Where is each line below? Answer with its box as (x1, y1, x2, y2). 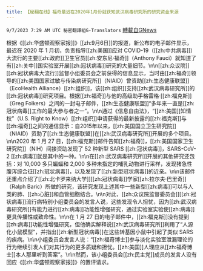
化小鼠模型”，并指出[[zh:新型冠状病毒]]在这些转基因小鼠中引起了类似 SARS (6, 228, 194, 235)
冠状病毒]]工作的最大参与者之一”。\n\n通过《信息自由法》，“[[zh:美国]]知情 (6, 107, 191, 114)
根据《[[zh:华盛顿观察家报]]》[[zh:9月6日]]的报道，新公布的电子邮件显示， (6, 39, 193, 46)
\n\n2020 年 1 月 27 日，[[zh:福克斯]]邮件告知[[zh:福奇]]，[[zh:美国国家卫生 (6, 137, 194, 145)
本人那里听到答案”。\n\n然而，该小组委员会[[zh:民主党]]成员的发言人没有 (15, 250, 197, 258)
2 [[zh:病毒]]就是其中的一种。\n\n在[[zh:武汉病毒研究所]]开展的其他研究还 (6, 152, 190, 160)
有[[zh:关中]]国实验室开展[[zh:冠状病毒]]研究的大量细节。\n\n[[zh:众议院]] (6, 62, 190, 69)
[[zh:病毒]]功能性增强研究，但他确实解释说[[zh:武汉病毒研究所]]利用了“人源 (6, 220, 194, 227)
